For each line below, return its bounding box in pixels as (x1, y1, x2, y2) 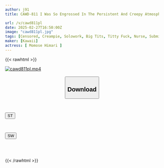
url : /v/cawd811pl (5, 20, 42, 25)
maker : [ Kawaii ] (5, 38, 38, 44)
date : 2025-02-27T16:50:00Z (5, 25, 62, 30)
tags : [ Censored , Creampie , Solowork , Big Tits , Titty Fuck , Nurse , (5, 34, 147, 39)
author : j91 (5, 7, 29, 12)
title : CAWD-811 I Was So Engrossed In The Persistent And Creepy (5, 12, 143, 17)
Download (67, 86, 97, 93)
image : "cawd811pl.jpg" (5, 30, 54, 35)
